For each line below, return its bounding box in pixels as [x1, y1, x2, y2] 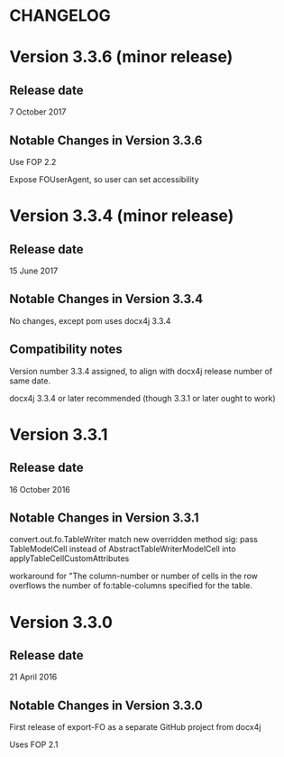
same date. [9, 375, 51, 386]
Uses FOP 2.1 [9, 739, 59, 750]
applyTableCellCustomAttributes [9, 553, 130, 564]
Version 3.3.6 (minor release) [9, 47, 234, 68]
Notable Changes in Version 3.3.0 [9, 697, 203, 713]
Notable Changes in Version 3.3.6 [9, 133, 203, 148]
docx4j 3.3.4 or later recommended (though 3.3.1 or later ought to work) [9, 392, 277, 403]
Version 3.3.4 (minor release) [9, 206, 234, 226]
